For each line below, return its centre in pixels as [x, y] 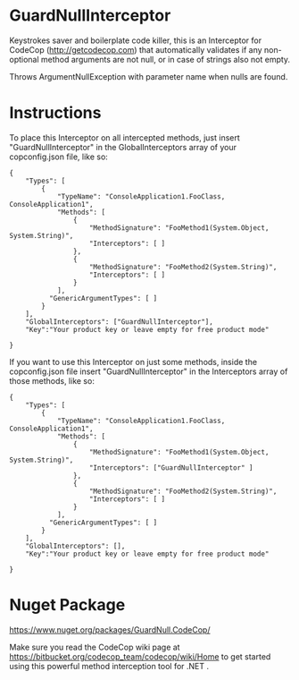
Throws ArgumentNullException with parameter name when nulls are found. [149, 76]
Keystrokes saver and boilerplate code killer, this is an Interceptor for [135, 40]
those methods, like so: [52, 380]
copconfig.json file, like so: [59, 157]
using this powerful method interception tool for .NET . [109, 666]
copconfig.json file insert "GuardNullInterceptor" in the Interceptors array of [149, 371]
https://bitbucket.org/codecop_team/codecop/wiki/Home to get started [140, 656]
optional [24, 59]
